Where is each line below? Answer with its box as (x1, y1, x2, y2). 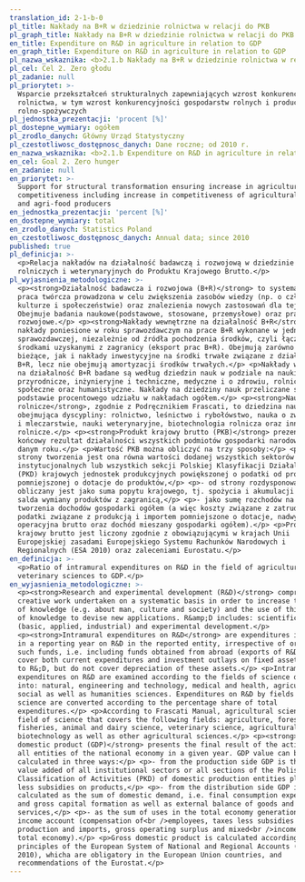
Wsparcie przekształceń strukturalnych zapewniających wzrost (17, 89, 258, 98)
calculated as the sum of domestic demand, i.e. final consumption (17, 791, 279, 800)
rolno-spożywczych (17, 106, 88, 115)
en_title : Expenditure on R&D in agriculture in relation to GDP (9, 38, 261, 48)
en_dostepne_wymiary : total (9, 215, 116, 226)
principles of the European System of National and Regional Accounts (17, 842, 290, 851)
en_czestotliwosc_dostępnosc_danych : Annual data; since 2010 (9, 233, 250, 242)
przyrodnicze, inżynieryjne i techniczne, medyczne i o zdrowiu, (17, 376, 271, 386)
